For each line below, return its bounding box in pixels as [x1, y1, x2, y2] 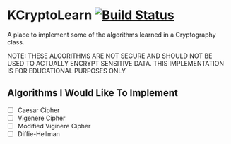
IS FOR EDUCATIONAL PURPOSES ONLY [7, 66, 126, 75]
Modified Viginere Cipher [17, 121, 91, 130]
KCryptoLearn [7, 7, 93, 23]
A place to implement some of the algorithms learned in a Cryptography [7, 30, 216, 39]
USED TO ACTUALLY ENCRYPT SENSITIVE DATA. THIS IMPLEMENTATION [7, 59, 225, 67]
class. [7, 37, 25, 46]
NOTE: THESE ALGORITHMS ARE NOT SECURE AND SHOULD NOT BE [7, 52, 213, 60]
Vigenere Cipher [17, 114, 66, 122]
